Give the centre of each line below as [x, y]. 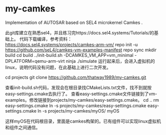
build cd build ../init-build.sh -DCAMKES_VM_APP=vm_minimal [69, 55]
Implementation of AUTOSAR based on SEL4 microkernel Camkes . [74, 22]
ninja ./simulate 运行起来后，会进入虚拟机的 [110, 61]
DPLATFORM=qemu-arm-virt [35, 61]
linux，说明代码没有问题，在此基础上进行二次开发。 [58, 67]
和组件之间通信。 [23, 127]
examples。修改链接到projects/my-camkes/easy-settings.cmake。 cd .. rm [82, 100]
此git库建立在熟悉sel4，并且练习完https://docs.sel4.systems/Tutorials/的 [80, 32]
